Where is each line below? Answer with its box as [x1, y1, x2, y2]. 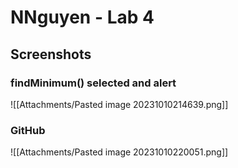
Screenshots [10, 46, 92, 63]
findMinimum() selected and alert [10, 76, 177, 90]
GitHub [10, 123, 46, 137]
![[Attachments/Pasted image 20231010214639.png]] [10, 98, 229, 110]
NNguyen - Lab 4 [10, 6, 155, 29]
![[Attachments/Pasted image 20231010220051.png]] [10, 146, 229, 158]
